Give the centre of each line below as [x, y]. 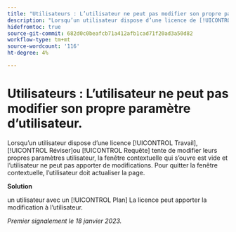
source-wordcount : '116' [44, 46]
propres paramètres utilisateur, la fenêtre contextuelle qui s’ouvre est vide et [118, 158]
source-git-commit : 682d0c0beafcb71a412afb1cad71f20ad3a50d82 [100, 33]
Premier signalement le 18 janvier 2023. [65, 221]
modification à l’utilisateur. [45, 207]
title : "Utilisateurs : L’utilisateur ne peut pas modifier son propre [114, 14]
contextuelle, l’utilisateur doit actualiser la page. [76, 172]
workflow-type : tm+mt [39, 40]
